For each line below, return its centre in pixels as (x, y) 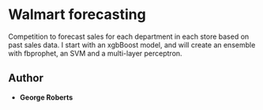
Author (26, 78)
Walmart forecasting (77, 15)
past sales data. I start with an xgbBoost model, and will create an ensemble (132, 44)
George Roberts (46, 97)
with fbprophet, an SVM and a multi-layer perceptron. (96, 53)
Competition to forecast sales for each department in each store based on (129, 36)
